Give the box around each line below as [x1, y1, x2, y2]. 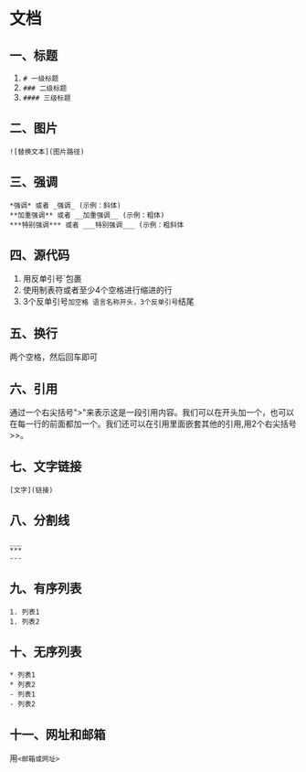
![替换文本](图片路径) [9, 147, 85, 156]
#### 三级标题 [22, 93, 71, 102]
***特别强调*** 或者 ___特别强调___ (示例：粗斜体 [9, 220, 185, 230]
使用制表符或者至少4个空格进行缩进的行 [22, 284, 173, 295]
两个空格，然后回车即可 [9, 351, 98, 362]
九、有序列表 [9, 581, 82, 596]
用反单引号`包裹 [22, 273, 82, 284]
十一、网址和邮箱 [9, 726, 106, 742]
